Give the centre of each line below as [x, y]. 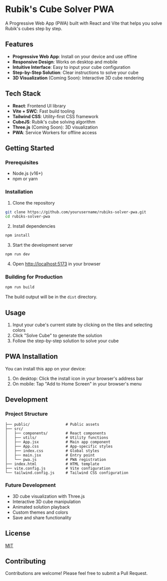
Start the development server [43, 245]
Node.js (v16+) [27, 173]
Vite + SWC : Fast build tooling [43, 111]
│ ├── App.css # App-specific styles [59, 446]
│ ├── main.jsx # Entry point [50, 455]
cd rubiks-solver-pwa [28, 217]
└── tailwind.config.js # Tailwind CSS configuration [67, 473]
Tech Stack [23, 94]
